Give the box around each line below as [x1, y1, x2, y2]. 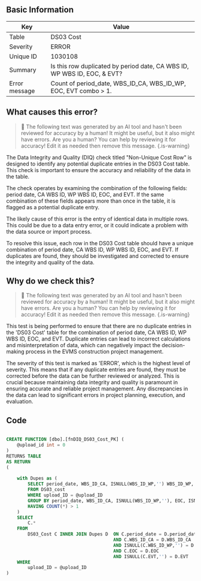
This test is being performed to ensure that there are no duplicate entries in [6, 323, 191, 330]
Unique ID [9, 52, 37, 61]
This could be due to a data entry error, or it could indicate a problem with [6, 221, 188, 228]
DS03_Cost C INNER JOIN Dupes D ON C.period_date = [28, 531, 162, 537]
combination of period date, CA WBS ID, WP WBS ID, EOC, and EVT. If [6, 246, 179, 253]
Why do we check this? [6, 276, 95, 287]
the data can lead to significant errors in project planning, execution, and [6, 392, 185, 399]
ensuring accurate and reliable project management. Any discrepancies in [6, 385, 188, 392]
